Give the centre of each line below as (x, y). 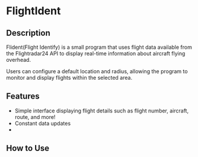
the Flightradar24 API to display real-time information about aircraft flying (96, 54)
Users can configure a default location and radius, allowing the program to (97, 71)
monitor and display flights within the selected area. (69, 78)
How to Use (28, 148)
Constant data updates (43, 123)
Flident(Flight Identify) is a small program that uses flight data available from (99, 47)
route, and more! (35, 117)
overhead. (19, 60)
